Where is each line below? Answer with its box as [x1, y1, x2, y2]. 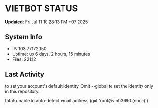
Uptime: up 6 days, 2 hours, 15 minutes [12, 51, 91, 57]
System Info [5, 33, 43, 41]
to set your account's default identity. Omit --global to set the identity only [5, 83, 154, 89]
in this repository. [5, 88, 40, 94]
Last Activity [5, 70, 45, 78]
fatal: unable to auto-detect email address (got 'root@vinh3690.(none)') [5, 97, 149, 103]
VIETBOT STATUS [5, 3, 78, 14]
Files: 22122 [12, 56, 36, 62]
